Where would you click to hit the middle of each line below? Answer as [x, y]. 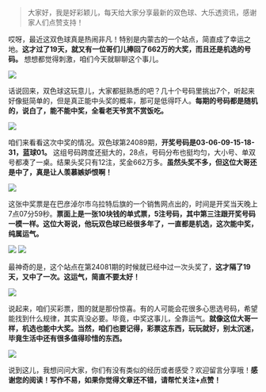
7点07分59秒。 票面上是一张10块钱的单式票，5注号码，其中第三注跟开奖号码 [132, 214]
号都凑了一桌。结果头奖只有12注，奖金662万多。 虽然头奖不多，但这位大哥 [129, 162]
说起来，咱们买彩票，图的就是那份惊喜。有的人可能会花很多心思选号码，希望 [133, 308]
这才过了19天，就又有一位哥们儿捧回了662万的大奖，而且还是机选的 [133, 49]
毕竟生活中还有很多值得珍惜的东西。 [67, 338]
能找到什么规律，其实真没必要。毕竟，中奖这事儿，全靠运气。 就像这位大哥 [129, 318]
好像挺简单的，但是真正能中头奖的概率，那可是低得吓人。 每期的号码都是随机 [133, 101]
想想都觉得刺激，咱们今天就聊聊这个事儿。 [93, 59]
